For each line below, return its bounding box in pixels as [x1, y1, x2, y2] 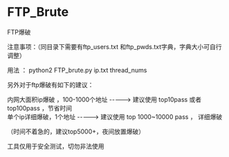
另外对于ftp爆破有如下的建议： [7, 80, 94, 89]
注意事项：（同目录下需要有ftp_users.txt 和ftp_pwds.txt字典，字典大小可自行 [7, 42, 223, 50]
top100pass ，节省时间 [7, 104, 73, 112]
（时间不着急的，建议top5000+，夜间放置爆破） [7, 127, 145, 136]
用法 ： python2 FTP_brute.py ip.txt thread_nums [7, 66, 147, 74]
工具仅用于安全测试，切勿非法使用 [7, 142, 104, 150]
